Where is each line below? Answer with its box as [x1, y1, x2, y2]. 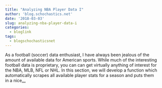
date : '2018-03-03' [5, 16, 45, 21]
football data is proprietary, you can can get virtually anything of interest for [5, 62, 157, 68]
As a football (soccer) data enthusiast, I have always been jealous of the [5, 52, 150, 58]
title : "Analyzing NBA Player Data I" [5, 7, 84, 12]
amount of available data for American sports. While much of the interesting [5, 57, 157, 63]
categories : [5, 25, 29, 30]
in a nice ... [5, 77, 26, 83]
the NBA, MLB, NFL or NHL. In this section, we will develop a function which [5, 67, 157, 73]
